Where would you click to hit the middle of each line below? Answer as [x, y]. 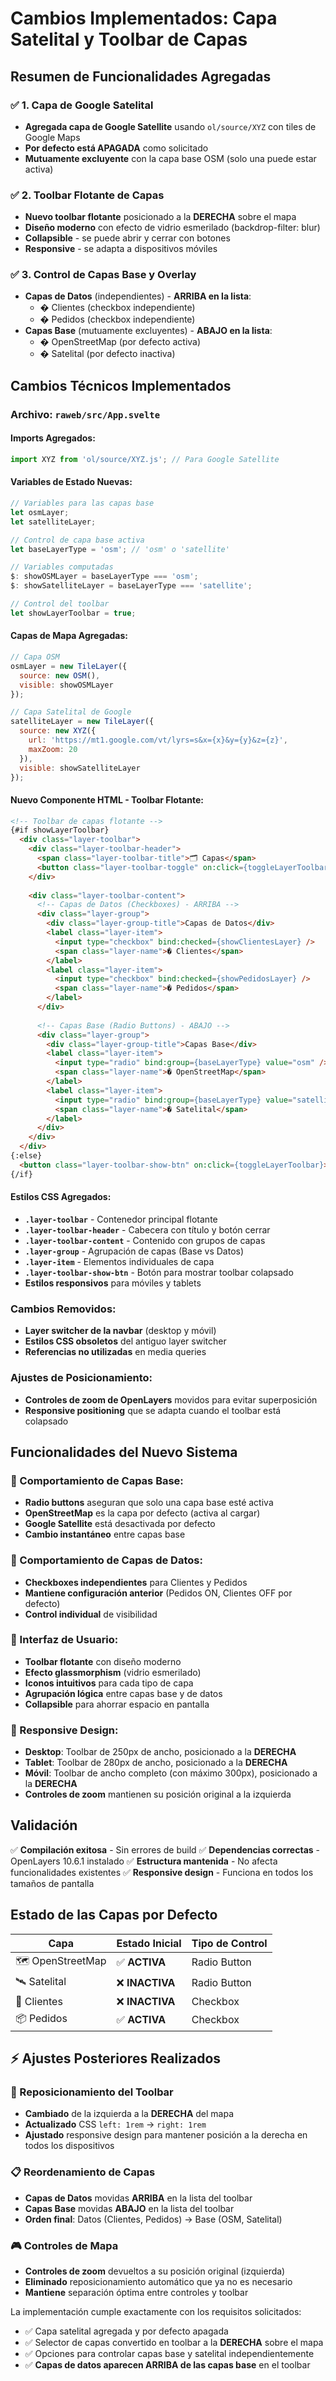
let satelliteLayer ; [53, 522]
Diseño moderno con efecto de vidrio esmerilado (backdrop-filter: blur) [172, 228]
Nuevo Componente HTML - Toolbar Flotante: [107, 799]
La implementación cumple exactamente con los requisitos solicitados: [156, 2311]
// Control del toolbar [60, 604]
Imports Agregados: [53, 438]
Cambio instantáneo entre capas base [105, 1534]
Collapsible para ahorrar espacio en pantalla [117, 1704]
